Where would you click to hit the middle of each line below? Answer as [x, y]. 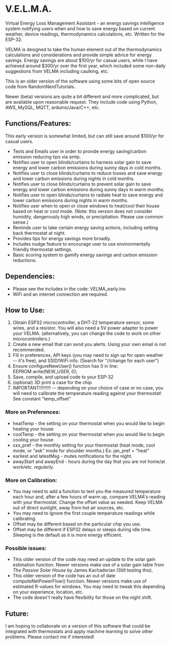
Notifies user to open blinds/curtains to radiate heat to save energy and [88, 195]
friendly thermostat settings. [43, 249]
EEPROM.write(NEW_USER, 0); [45, 372]
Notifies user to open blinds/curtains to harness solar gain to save [82, 162]
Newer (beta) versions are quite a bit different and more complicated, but [82, 96]
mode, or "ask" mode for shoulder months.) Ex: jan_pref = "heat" [81, 450]
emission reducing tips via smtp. [47, 156]
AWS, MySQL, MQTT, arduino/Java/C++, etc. [53, 107]
